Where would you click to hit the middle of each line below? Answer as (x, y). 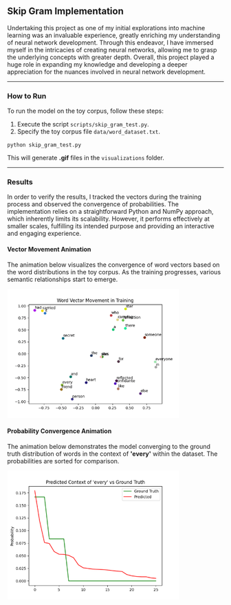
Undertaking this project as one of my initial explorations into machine (106, 27)
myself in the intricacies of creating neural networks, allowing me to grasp (112, 49)
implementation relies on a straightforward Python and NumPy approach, (111, 212)
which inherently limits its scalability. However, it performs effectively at (108, 219)
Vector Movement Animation (49, 249)
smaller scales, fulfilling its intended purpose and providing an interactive (111, 226)
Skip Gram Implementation (65, 11)
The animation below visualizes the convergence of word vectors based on (113, 265)
